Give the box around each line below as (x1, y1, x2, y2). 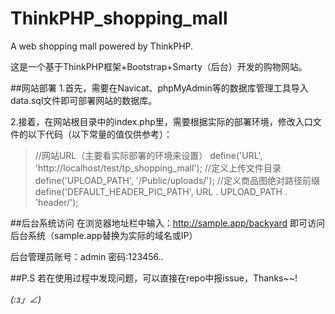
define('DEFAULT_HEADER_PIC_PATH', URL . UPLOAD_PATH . (34, 185, 288, 197)
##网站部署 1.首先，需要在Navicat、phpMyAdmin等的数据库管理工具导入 (10, 82, 309, 94)
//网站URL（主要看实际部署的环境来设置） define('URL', (34, 149, 263, 161)
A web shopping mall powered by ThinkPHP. (10, 40, 194, 52)
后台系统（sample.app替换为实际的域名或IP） (10, 229, 198, 241)
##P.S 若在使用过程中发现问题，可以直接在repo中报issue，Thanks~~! (10, 272, 298, 284)
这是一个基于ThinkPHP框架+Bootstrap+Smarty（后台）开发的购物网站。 (10, 60, 308, 72)
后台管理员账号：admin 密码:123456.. (10, 250, 164, 262)
